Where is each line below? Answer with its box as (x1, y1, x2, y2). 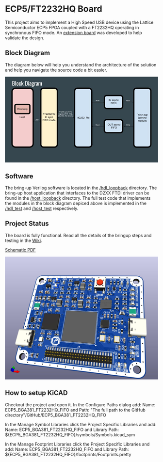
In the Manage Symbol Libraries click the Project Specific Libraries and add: (5, 421, 157, 427)
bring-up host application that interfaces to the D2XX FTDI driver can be (5, 190, 149, 196)
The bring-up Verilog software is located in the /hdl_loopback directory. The (5, 185, 157, 191)
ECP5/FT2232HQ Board (5, 3, 103, 15)
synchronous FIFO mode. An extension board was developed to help (5, 30, 142, 35)
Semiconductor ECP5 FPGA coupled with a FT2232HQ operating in (5, 24, 139, 30)
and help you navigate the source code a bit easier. (5, 67, 108, 73)
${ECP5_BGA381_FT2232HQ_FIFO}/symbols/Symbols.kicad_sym (5, 431, 135, 437)
